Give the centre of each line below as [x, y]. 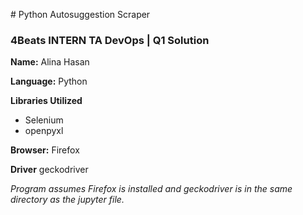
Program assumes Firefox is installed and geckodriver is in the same [151, 189]
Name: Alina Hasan [50, 62]
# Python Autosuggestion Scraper [80, 14]
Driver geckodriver [49, 170]
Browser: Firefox [45, 150]
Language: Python [49, 81]
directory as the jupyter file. [67, 200]
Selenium [44, 120]
